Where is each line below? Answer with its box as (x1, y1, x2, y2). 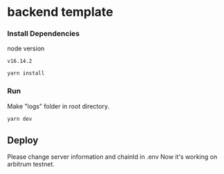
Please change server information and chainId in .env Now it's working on (7, 153, 218, 161)
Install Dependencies (7, 29, 80, 39)
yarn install (7, 70, 45, 77)
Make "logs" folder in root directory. (7, 101, 109, 110)
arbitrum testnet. (7, 160, 55, 168)
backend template (7, 4, 114, 20)
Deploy (7, 134, 39, 146)
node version (7, 44, 45, 52)
